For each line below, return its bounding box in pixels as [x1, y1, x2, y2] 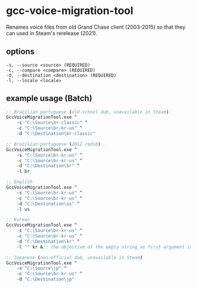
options [6, 47, 35, 57]
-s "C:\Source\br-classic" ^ [16, 120, 88, 126]
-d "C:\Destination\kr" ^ [16, 238, 80, 244]
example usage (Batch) [6, 94, 93, 104]
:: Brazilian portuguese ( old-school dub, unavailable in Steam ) [6, 109, 169, 115]
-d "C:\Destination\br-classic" [16, 131, 96, 137]
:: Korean [6, 217, 30, 223]
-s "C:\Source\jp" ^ [16, 265, 67, 272]
